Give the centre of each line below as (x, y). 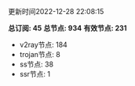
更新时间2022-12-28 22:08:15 (56, 11)
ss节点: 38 (36, 64)
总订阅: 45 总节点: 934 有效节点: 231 (67, 28)
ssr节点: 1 (35, 74)
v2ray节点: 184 (44, 45)
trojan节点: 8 (40, 54)
